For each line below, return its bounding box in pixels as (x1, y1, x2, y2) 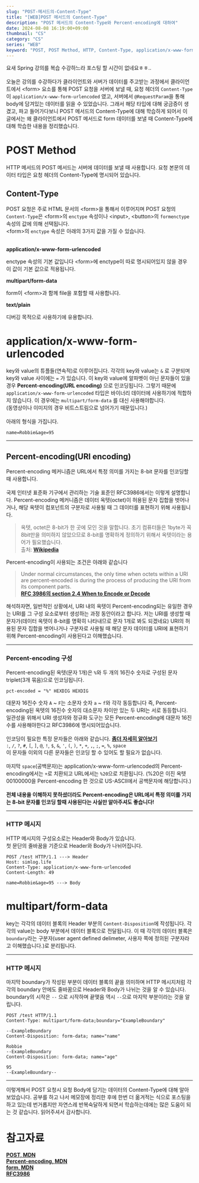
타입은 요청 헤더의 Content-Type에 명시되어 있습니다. (17, 171, 141, 178)
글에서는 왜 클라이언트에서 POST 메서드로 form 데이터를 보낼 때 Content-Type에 (6, 115, 193, 122)
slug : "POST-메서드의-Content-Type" (6, 8, 92, 15)
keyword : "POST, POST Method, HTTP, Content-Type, (6, 47, 134, 53)
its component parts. (20, 583, 72, 590)
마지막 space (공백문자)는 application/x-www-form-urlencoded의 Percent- (6, 762, 182, 770)
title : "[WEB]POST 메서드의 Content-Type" (6, 14, 108, 20)
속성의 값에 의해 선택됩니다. (6, 220, 70, 227)
